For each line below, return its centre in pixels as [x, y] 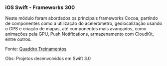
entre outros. [18, 39]
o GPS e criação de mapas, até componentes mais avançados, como [76, 29]
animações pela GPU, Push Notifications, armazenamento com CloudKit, [80, 34]
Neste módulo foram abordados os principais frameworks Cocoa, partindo [82, 18]
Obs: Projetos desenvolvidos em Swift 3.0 [48, 59]
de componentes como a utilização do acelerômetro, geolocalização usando [84, 23]
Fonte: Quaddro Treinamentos [36, 49]
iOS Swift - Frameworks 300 [40, 7]
